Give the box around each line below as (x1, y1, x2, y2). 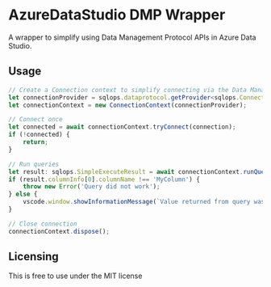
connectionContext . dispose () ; (8, 227, 110, 235)
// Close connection (8, 220, 78, 228)
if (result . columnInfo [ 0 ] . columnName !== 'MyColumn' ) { (8, 175, 200, 184)
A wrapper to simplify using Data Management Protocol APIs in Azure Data (8, 32, 256, 42)
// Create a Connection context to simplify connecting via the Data (8, 86, 248, 94)
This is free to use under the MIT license (8, 271, 143, 281)
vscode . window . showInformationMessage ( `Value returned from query (23, 198, 251, 206)
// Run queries (8, 160, 60, 168)
